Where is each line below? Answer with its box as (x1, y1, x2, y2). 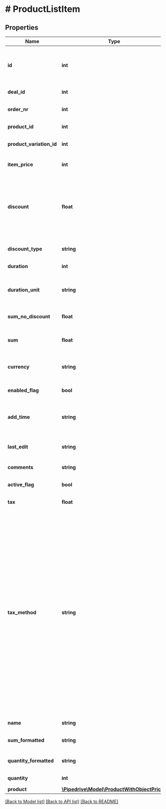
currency (7, 363, 30, 370)
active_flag (7, 481, 35, 488)
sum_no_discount (7, 313, 50, 320)
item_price (7, 161, 34, 168)
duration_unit (7, 286, 40, 293)
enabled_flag (7, 387, 39, 394)
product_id (7, 123, 34, 130)
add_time (7, 413, 30, 420)
